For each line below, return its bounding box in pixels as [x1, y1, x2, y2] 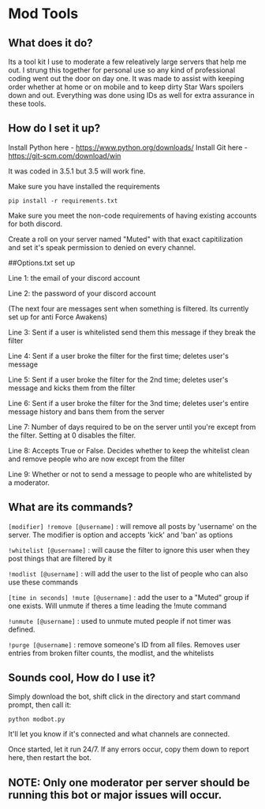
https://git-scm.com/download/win [8, 151, 121, 160]
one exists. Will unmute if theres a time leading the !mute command [8, 601, 227, 610]
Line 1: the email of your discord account [8, 273, 140, 282]
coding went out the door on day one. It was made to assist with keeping [8, 74, 244, 83]
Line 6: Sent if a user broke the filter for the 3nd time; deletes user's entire [8, 398, 249, 408]
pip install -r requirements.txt [8, 196, 118, 205]
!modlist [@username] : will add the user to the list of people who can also [8, 569, 248, 578]
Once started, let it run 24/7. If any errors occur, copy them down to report [8, 744, 250, 754]
